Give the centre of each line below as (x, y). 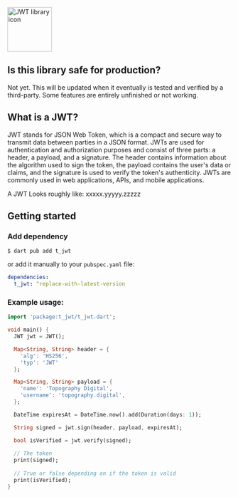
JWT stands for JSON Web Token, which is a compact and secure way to (115, 135)
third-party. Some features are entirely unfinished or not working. (103, 95)
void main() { (28, 330)
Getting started (42, 216)
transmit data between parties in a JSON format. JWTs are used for (106, 142)
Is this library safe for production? (84, 70)
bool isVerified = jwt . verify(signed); (73, 440)
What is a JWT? (43, 117)
